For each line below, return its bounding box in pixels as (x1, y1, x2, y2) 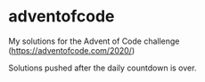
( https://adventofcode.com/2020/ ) (8, 45, 135, 55)
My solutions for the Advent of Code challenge (8, 36, 180, 46)
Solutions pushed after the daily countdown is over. (8, 62, 197, 73)
